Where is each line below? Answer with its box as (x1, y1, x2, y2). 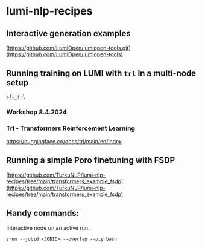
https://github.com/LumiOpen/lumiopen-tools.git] (8, 44, 131, 51)
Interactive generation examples (6, 28, 131, 39)
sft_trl (6, 94, 26, 100)
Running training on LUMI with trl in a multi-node (6, 68, 197, 79)
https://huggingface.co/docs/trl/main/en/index (6, 138, 122, 145)
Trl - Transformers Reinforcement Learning (6, 124, 136, 132)
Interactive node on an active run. (6, 224, 90, 231)
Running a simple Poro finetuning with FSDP (6, 155, 175, 166)
